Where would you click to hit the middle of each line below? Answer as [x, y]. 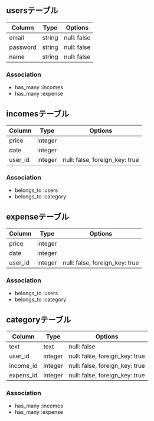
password [23, 47]
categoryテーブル [39, 320]
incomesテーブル [38, 114]
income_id [23, 366]
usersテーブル [32, 11]
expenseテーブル [38, 216]
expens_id [23, 376]
